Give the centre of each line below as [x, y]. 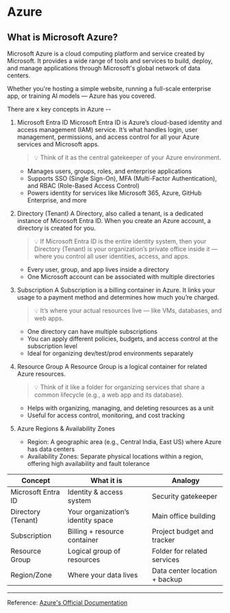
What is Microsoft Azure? [63, 37]
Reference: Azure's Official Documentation [67, 602]
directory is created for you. [56, 228]
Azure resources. [41, 374]
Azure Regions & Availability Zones [66, 429]
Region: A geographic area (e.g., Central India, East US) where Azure [124, 442]
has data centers [51, 449]
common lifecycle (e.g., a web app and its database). [108, 395]
